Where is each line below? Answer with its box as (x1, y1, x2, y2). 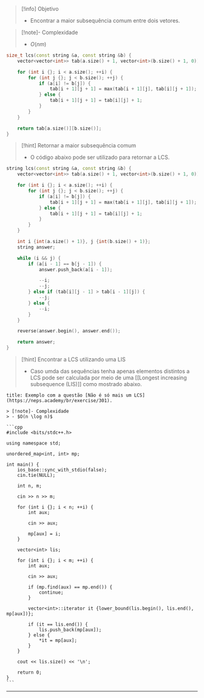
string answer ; (17, 244, 56, 250)
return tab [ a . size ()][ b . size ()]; (17, 125, 102, 132)
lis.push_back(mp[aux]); (38, 627, 102, 633)
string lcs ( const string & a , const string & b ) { (6, 166, 132, 172)
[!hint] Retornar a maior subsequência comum (21, 142, 137, 149)
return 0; (17, 669, 42, 675)
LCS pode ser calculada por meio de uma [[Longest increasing (30, 374, 187, 381)
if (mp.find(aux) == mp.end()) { (28, 584, 113, 590)
